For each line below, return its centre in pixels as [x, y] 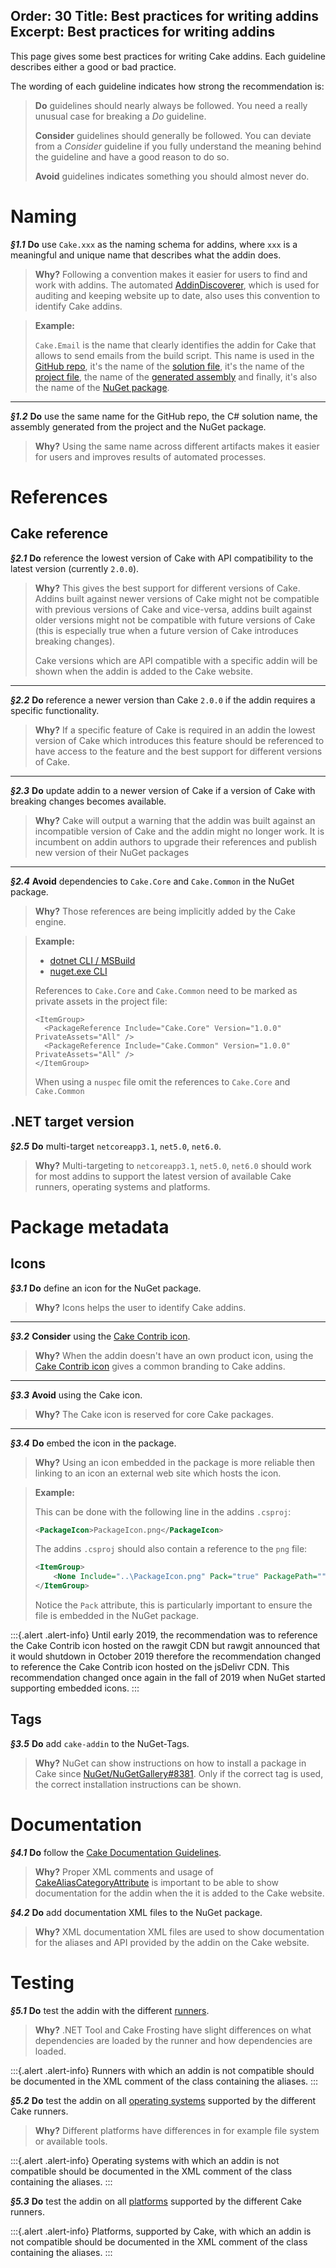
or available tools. [71, 2141]
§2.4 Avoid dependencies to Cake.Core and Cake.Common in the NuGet [152, 881]
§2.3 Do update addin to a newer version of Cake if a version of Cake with [163, 790]
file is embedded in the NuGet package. [116, 1616]
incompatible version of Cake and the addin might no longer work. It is [179, 831]
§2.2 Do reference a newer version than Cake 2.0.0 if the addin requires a [163, 700]
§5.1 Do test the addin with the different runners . [110, 2010]
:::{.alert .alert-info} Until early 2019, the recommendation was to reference [164, 1635]
